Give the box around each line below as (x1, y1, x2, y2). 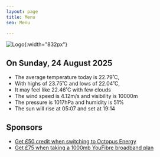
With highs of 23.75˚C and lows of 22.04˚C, (14, 80, 120, 87)
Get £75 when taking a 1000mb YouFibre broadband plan (14, 144, 154, 151)
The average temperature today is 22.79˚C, (14, 74, 120, 81)
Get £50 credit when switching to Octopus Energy (14, 138, 137, 145)
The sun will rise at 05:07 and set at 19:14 (14, 105, 116, 112)
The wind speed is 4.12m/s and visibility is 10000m (14, 93, 138, 100)
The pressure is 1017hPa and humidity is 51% (14, 99, 124, 106)
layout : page (6, 8, 38, 15)
